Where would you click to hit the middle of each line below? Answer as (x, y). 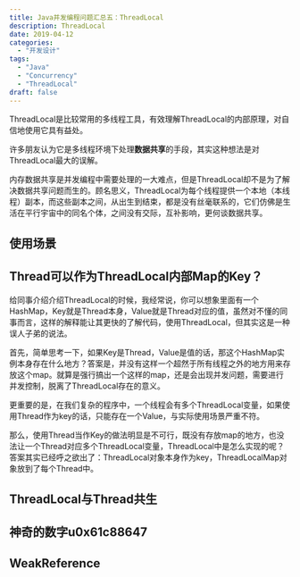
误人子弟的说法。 (41, 333)
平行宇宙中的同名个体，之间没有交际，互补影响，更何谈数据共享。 (146, 213)
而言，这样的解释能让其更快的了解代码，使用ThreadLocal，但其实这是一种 (153, 322)
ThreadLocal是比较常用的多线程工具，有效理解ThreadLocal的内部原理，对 (146, 119)
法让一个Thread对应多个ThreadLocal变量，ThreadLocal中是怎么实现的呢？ (147, 446)
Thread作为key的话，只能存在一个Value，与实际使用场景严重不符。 (141, 415)
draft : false (33, 92)
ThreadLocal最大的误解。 (56, 160)
